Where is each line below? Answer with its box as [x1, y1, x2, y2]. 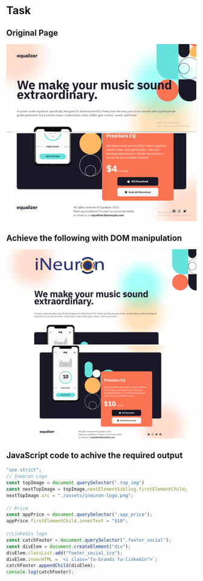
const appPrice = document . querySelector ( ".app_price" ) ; [6, 511, 153, 518]
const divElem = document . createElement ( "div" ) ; [6, 544, 131, 550]
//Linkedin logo [6, 531, 47, 537]
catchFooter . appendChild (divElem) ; [6, 563, 96, 569]
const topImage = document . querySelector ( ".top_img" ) [6, 480, 145, 486]
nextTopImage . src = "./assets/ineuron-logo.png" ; [6, 492, 134, 499]
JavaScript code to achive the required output [6, 450, 183, 460]
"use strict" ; [6, 467, 42, 473]
